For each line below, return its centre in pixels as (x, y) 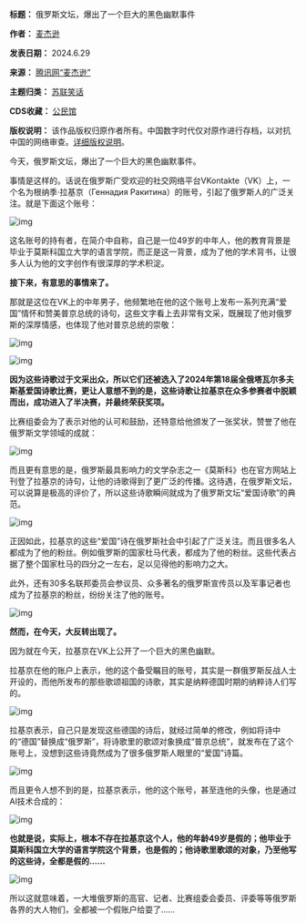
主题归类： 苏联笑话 (46, 92)
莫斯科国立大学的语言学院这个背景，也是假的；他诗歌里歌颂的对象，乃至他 (149, 850)
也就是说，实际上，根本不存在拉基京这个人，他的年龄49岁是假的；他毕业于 (150, 838)
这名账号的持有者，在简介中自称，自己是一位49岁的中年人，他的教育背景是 (150, 240)
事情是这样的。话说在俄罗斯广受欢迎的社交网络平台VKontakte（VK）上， (146, 180)
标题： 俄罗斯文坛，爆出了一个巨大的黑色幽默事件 (102, 14)
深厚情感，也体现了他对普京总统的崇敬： (101, 324)
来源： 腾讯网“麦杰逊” (50, 72)
